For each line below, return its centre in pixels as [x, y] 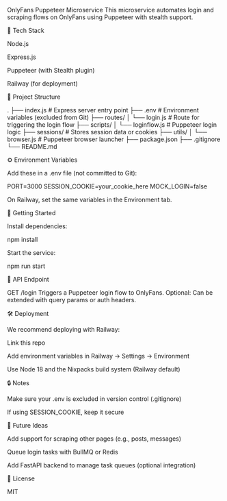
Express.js [22, 57]
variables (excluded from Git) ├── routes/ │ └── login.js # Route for [103, 117]
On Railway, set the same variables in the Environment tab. [90, 199]
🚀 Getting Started [31, 213]
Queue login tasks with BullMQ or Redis [63, 452]
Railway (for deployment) [43, 84]
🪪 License [21, 478]
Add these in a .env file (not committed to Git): [72, 173]
